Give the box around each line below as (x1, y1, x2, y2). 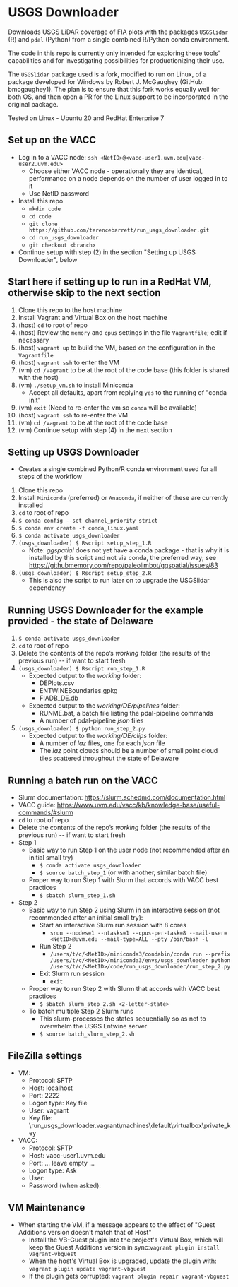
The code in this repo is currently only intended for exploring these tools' (8, 49, 220, 57)
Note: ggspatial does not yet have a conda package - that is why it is (28, 546, 230, 554)
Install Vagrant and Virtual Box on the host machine (18, 313, 168, 321)
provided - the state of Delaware (8, 615, 154, 627)
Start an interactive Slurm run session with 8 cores (39, 921, 186, 929)
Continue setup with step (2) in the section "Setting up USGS (18, 248, 196, 256)
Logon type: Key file (28, 1098, 88, 1107)
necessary (18, 336, 49, 344)
